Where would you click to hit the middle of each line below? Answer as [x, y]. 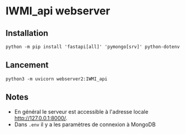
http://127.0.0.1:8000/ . [41, 118]
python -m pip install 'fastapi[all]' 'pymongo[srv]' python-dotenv [93, 47]
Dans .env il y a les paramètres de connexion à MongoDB [85, 124]
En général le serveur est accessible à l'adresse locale [81, 111]
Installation [27, 33]
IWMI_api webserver [58, 11]
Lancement [27, 65]
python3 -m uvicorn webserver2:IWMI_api [57, 79]
